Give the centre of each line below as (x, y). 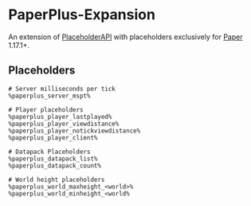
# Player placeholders (46, 109)
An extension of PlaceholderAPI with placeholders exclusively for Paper (125, 37)
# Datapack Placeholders (49, 152)
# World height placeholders (57, 180)
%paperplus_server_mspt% (49, 96)
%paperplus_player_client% (53, 137)
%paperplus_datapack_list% (53, 158)
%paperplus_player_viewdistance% (64, 124)
